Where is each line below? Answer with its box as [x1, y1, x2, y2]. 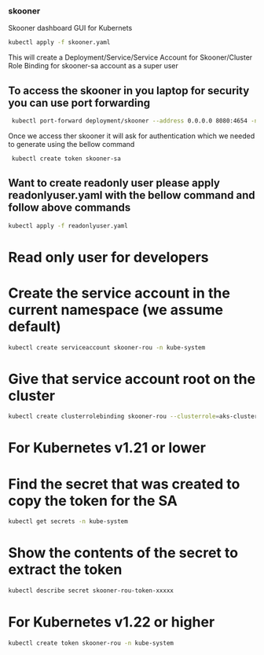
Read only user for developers [8, 248, 210, 266]
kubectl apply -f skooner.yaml [8, 38, 111, 46]
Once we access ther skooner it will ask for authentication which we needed [8, 131, 255, 141]
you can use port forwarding [8, 96, 151, 109]
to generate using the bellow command [8, 139, 135, 148]
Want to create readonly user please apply [8, 177, 220, 190]
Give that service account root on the [8, 370, 256, 388]
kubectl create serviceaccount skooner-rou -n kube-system [8, 343, 206, 351]
